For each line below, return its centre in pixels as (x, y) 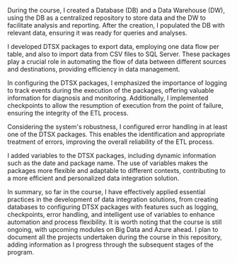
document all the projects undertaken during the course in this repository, (115, 237)
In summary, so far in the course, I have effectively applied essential (106, 192)
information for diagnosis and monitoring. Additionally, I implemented (108, 98)
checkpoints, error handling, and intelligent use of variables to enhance (111, 214)
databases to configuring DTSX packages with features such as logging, (113, 207)
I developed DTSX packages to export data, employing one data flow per (113, 46)
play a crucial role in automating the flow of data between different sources (117, 62)
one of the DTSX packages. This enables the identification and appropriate (116, 134)
